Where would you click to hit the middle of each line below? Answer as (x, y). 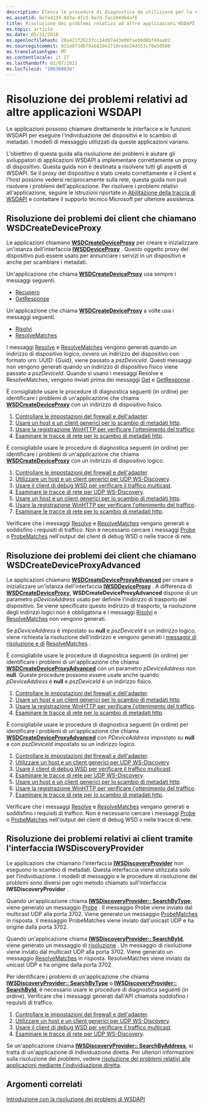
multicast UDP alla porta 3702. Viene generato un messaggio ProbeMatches (102, 913)
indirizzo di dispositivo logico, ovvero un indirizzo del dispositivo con (93, 354)
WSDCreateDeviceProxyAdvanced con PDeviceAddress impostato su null (101, 738)
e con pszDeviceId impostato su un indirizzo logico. (71, 744)
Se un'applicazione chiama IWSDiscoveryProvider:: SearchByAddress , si (100, 1045)
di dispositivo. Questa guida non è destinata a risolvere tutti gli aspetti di (97, 167)
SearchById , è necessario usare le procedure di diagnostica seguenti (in (98, 989)
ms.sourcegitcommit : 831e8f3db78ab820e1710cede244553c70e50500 (88, 46)
